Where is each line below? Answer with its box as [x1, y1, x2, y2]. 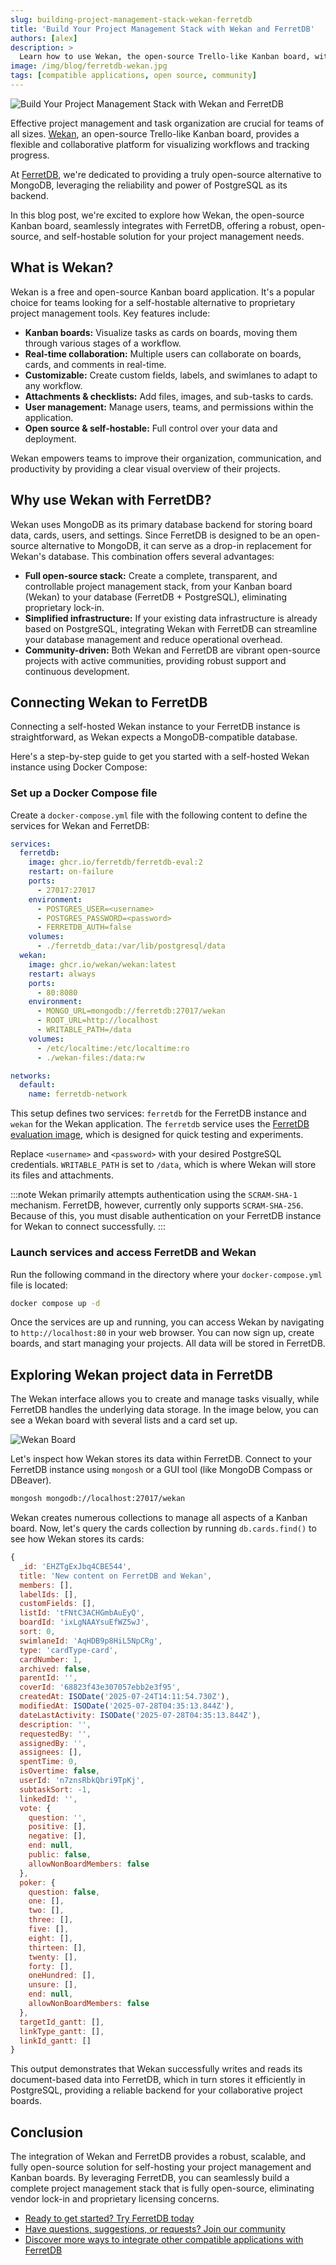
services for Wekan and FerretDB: [10, 819, 150, 831]
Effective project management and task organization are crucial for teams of [10, 117, 325, 129]
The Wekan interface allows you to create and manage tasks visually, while [10, 1393, 320, 1405]
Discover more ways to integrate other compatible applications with [24, 2234, 304, 2246]
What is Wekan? [10, 259, 114, 276]
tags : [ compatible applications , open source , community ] [10, 71, 257, 81]
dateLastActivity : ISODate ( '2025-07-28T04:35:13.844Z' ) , [19, 1710, 262, 1720]
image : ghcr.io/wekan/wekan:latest [28, 959, 177, 970]
